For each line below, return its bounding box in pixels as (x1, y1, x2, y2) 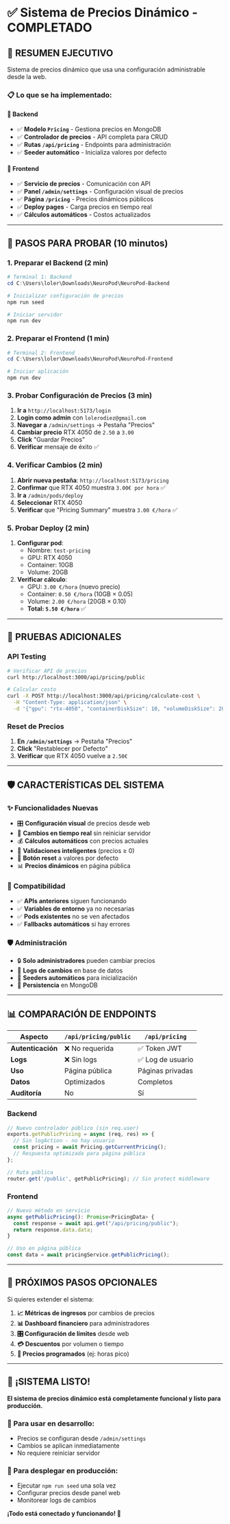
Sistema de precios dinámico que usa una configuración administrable (7, 65, 206, 73)
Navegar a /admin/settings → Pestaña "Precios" (16, 421, 155, 429)
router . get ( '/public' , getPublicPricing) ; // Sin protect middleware (7, 1175, 210, 1182)
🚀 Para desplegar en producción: (7, 1466, 118, 1475)
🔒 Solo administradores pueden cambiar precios (16, 957, 155, 965)
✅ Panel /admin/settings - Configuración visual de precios (16, 187, 183, 196)
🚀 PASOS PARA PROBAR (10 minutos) (7, 237, 168, 249)
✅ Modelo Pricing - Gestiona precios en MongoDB (16, 125, 162, 133)
